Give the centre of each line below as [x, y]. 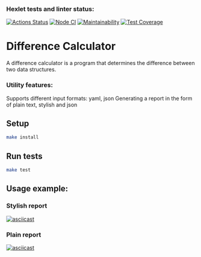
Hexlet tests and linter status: [50, 9]
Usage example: [37, 189]
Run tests [24, 156]
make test [19, 170]
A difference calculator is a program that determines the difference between [100, 63]
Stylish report [27, 206]
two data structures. [31, 70]
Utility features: [29, 85]
